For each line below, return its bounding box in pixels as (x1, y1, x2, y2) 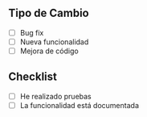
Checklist (8, 70, 58, 84)
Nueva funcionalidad (19, 36, 89, 47)
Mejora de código (19, 46, 79, 56)
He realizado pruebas (19, 91, 92, 101)
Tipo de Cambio (8, 6, 90, 20)
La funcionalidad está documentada (19, 100, 139, 110)
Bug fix (19, 27, 44, 37)
